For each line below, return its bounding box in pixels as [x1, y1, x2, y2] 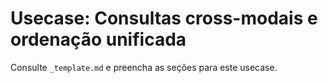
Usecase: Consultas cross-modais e [10, 7, 318, 30]
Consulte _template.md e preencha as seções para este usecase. [10, 61, 278, 73]
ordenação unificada [10, 28, 187, 51]
